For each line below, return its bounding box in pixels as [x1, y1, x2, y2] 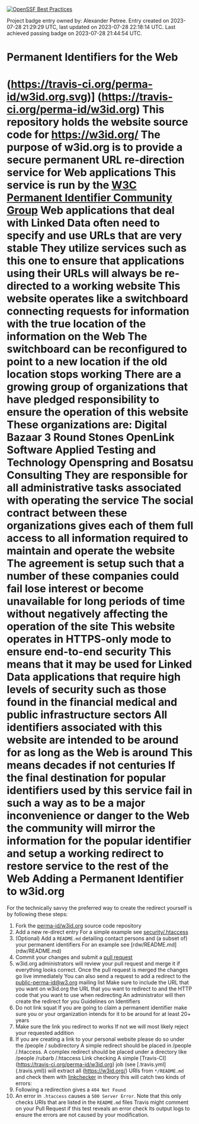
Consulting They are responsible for [7, 469, 188, 482]
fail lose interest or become [7, 582, 144, 596]
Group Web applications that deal [7, 204, 175, 217]
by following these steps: [7, 911, 68, 918]
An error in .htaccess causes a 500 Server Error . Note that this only [15, 1093, 182, 1100]
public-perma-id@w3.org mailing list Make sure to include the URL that [15, 979, 189, 986]
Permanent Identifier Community [7, 191, 172, 205]
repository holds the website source [7, 116, 188, 129]
